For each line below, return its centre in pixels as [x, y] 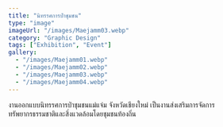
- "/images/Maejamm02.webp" [62, 67]
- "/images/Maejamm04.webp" [62, 82]
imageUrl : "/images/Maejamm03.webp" [69, 30]
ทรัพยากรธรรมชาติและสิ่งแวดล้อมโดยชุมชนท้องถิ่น [72, 114]
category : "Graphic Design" [55, 38]
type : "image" [32, 23]
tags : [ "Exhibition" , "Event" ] [60, 45]
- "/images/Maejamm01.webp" [62, 60]
